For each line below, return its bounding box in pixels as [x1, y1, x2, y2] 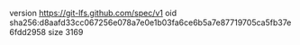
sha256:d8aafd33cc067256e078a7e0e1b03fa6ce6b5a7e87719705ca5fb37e [9, 17, 292, 28]
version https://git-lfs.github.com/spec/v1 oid [9, 8, 177, 18]
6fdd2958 [9, 27, 47, 37]
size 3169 [48, 27, 84, 37]
